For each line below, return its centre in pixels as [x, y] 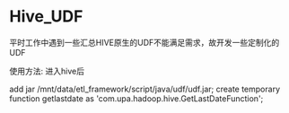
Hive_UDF [46, 17]
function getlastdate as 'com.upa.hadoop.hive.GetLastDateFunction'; [136, 98]
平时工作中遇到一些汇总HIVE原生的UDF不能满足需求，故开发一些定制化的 [144, 42]
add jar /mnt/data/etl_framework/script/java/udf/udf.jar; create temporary [145, 89]
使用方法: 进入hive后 [47, 71]
